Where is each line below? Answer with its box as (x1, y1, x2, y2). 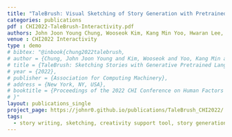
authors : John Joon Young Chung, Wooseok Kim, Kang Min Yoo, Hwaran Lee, (7, 29, 224, 37)
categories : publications (7, 17, 81, 24)
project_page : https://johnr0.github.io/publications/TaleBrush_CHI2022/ (7, 107, 224, 113)
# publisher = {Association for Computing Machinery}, (7, 74, 168, 82)
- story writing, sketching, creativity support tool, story (13, 119, 193, 127)
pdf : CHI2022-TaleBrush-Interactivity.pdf (7, 23, 135, 30)
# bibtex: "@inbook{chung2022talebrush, (7, 49, 126, 56)
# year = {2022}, (7, 68, 57, 75)
